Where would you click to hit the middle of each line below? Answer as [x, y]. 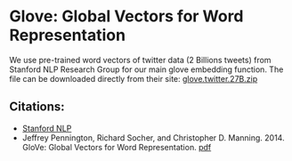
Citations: [37, 107]
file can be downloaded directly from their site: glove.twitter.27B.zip [134, 78]
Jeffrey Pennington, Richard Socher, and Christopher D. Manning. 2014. [153, 137]
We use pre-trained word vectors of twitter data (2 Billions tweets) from [140, 60]
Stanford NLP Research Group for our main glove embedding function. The [146, 69]
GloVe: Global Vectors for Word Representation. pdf [117, 147]
